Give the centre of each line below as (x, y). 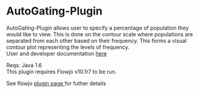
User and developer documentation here (57, 53)
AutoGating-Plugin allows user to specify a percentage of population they (97, 28)
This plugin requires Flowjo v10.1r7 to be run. (62, 71)
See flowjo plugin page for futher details (56, 83)
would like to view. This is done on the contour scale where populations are (100, 34)
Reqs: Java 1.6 (24, 65)
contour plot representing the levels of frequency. (68, 47)
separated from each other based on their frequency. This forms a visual (96, 40)
